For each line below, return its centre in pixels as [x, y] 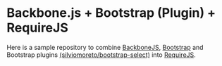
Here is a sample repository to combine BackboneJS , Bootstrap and [105, 47]
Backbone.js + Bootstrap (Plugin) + [111, 13]
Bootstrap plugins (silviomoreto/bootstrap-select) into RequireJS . [101, 55]
